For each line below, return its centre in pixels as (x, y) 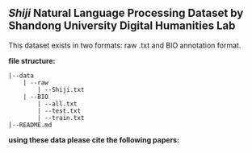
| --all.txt (58, 104)
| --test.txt (59, 111)
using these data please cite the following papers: (94, 139)
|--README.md (30, 125)
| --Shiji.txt (61, 89)
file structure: (32, 60)
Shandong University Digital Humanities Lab (122, 26)
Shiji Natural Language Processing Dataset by (126, 13)
